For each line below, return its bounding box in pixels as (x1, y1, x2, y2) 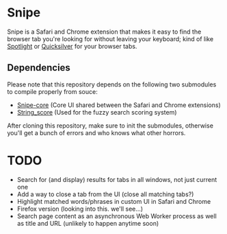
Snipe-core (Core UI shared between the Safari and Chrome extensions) (16, 101, 221, 109)
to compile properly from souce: (7, 87, 98, 95)
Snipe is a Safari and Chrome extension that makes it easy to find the (7, 27, 202, 36)
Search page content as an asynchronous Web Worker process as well (16, 211, 217, 220)
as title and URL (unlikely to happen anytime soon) (16, 219, 159, 227)
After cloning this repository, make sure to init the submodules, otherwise (7, 121, 214, 130)
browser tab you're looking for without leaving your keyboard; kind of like (7, 34, 214, 43)
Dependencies (7, 62, 70, 73)
